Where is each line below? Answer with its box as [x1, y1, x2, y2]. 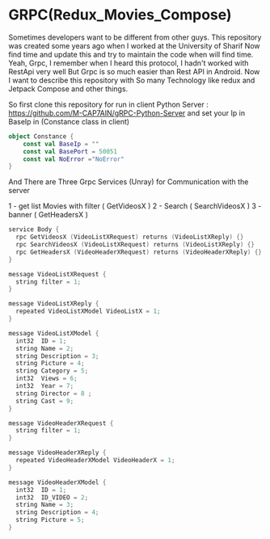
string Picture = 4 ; [15, 360, 85, 368]
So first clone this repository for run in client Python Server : [8, 99, 209, 109]
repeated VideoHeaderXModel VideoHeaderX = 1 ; [15, 457, 175, 465]
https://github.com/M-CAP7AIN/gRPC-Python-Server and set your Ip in [8, 107, 245, 118]
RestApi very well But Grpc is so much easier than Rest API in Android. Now [8, 66, 260, 76]
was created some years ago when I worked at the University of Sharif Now [8, 40, 260, 50]
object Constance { [8, 132, 74, 141]
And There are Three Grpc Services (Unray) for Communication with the [8, 177, 249, 187]
